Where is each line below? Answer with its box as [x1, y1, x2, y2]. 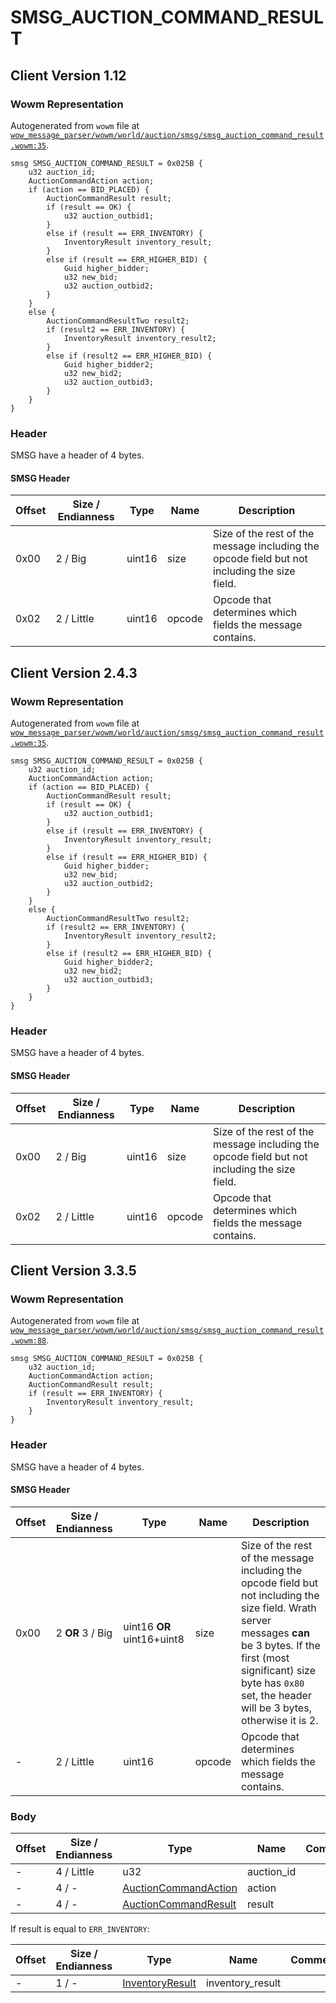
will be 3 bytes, [240, 1701, 312, 1715]
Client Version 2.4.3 [10, 664, 138, 681]
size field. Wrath [240, 1601, 317, 1615]
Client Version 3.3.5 [10, 1262, 137, 1279]
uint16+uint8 [123, 1632, 185, 1646]
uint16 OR [123, 1619, 172, 1633]
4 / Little [55, 1865, 95, 1879]
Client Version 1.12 [10, 67, 127, 84]
